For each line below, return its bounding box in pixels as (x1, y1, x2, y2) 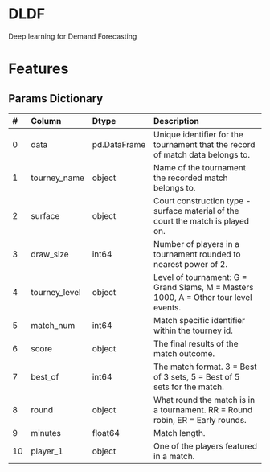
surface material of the (153, 205, 239, 216)
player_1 (31, 445, 63, 457)
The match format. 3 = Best (153, 361, 257, 372)
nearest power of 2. (153, 258, 228, 269)
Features (8, 60, 69, 78)
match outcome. (153, 347, 215, 359)
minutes (31, 427, 62, 438)
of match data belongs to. (153, 149, 251, 160)
